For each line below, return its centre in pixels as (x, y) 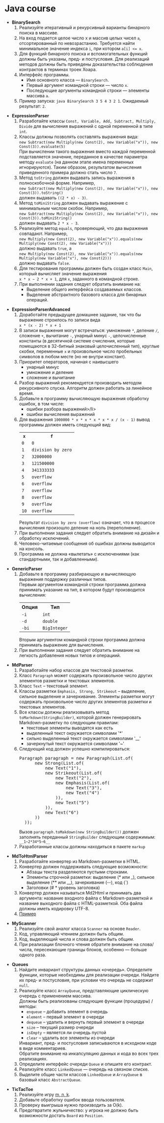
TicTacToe (22, 1089)
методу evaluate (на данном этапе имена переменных (76, 162)
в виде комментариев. (43, 1048)
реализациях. (33, 1058)
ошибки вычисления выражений (61, 414)
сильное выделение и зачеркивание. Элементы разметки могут (87, 696)
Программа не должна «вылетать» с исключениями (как (79, 554)
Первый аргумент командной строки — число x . (77, 85)
